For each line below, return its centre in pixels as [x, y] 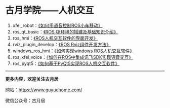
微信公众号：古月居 [25, 100]
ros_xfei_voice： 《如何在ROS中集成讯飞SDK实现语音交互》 [73, 57]
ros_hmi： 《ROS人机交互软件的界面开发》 [55, 38]
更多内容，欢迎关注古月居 [32, 79]
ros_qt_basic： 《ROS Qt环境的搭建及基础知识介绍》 [65, 31]
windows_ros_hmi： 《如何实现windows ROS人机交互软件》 [73, 51]
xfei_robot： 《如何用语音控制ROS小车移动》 [57, 25]
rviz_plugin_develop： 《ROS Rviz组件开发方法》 [62, 44]
